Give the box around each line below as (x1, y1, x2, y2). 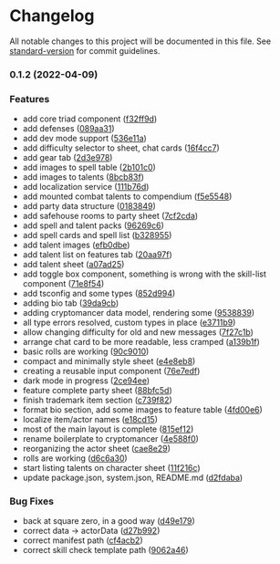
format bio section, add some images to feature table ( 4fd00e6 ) (22, 404, 263, 415)
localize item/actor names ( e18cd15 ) (22, 414, 158, 425)
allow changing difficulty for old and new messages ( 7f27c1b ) (22, 327, 254, 338)
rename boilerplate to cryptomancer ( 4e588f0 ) (22, 433, 199, 444)
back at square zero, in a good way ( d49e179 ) (22, 516, 196, 527)
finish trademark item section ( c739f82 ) (22, 394, 173, 406)
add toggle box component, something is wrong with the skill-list (22, 268, 267, 279)
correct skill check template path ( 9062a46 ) (22, 545, 189, 556)
